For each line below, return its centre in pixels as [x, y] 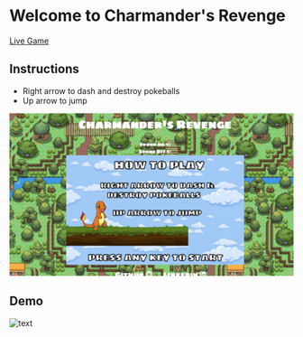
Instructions [44, 69]
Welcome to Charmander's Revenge [147, 16]
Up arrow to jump [55, 100]
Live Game [29, 41]
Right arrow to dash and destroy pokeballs [101, 90]
